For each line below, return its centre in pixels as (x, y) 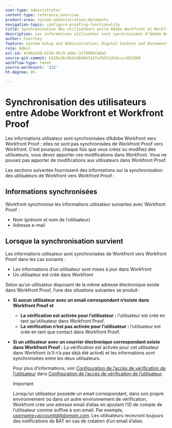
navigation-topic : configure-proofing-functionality (63, 24)
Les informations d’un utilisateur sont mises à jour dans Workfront (82, 269)
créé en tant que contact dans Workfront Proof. (70, 332)
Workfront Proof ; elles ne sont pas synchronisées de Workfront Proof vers (84, 144)
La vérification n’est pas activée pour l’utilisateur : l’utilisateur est (91, 326)
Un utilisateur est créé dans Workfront (53, 274)
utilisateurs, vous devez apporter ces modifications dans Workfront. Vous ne (86, 154)
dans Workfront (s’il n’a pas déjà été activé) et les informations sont (84, 352)
